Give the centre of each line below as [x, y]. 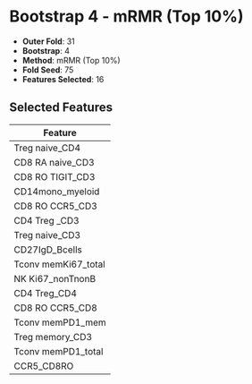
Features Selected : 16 [63, 79]
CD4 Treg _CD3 [46, 220]
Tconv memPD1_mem [60, 322]
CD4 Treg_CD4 [46, 293]
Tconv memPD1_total [59, 351]
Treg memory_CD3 [53, 337]
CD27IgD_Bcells [48, 250]
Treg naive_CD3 [47, 235]
